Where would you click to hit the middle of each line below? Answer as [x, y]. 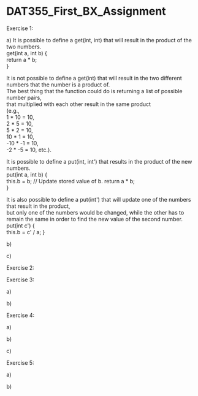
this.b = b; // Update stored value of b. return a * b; [70, 181]
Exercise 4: [21, 315]
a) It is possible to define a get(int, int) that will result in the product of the [99, 40]
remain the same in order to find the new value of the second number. [94, 219]
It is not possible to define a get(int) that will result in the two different [94, 78]
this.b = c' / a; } [26, 232]
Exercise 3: [21, 280]
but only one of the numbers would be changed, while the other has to [95, 212]
